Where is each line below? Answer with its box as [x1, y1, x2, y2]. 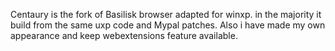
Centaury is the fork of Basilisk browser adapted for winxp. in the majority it [10, 9, 322, 20]
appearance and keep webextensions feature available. [10, 30, 238, 41]
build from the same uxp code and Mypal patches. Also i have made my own [10, 19, 326, 31]
